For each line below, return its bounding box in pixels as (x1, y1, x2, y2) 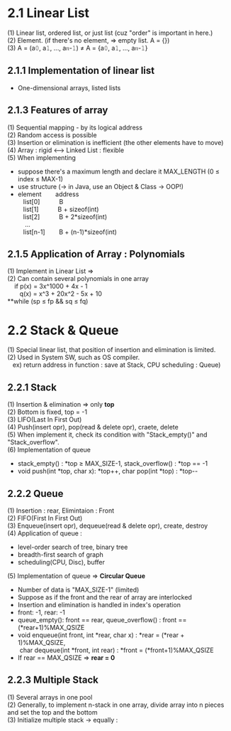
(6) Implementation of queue (7, 446, 91, 454)
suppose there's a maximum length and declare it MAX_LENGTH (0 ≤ (17, 167, 220, 176)
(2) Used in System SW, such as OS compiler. (7, 353, 140, 362)
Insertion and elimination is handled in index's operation (17, 600, 181, 609)
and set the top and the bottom (7, 708, 98, 716)
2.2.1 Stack (7, 381, 57, 393)
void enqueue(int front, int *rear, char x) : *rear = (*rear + (17, 631, 185, 639)
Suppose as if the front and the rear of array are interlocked (17, 592, 193, 602)
